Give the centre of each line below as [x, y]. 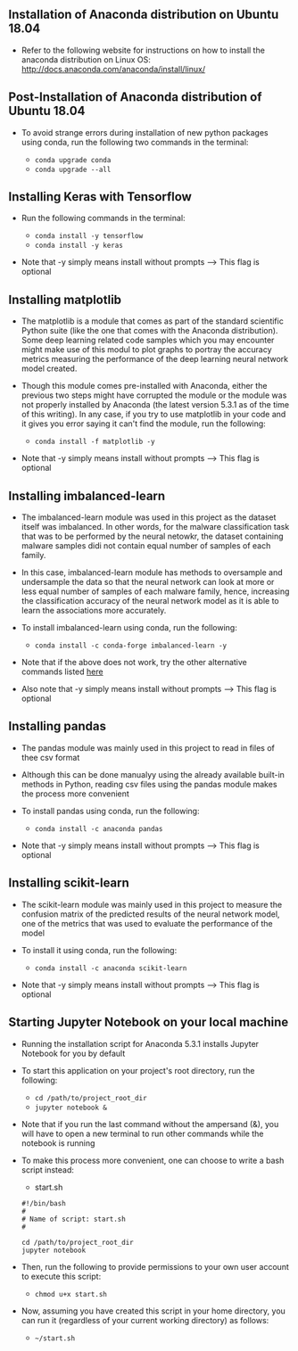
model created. [49, 368]
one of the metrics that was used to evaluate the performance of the [147, 923]
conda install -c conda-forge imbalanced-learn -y [131, 646]
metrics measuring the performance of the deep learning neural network [155, 359]
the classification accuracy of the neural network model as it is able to [150, 601]
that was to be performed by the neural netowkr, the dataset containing [152, 536]
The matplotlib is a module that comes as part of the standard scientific [153, 321]
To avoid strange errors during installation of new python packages [145, 132]
